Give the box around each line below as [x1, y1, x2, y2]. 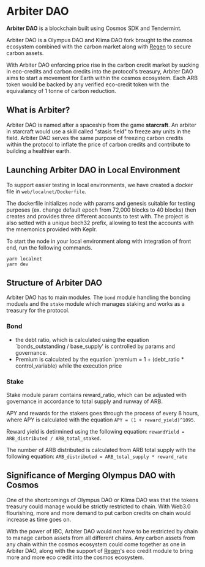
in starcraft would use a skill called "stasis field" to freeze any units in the [6, 127, 191, 135]
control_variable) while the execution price [15, 362, 122, 369]
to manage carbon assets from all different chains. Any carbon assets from [6, 534, 195, 541]
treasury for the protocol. [6, 307, 70, 314]
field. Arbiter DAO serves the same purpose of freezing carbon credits [6, 134, 184, 141]
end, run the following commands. [6, 243, 93, 251]
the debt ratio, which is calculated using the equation [15, 336, 149, 343]
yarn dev [6, 261, 29, 267]
